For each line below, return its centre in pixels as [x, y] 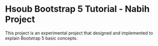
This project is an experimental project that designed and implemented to [79, 33]
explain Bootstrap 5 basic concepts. [41, 38]
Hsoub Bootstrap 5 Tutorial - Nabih [77, 9]
